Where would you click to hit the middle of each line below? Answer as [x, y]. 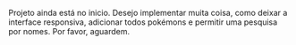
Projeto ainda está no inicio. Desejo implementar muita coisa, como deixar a [148, 13]
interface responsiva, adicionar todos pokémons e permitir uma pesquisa [143, 22]
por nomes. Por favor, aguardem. [69, 31]
